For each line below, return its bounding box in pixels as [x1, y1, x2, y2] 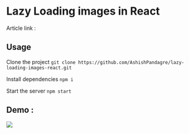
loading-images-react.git [6, 65, 72, 71]
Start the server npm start [6, 87, 72, 94]
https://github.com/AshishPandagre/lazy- [78, 59, 185, 65]
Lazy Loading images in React [6, 4, 160, 18]
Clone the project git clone [6, 58, 76, 65]
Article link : [6, 24, 36, 32]
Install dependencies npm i [6, 75, 74, 83]
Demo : [6, 105, 34, 115]
